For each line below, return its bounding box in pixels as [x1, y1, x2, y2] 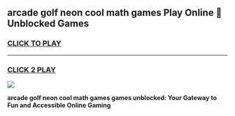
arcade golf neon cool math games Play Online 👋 [7, 7, 222, 19]
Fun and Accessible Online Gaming [7, 101, 111, 109]
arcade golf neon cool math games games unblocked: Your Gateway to [7, 93, 218, 101]
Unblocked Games [7, 18, 90, 30]
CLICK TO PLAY [7, 39, 62, 49]
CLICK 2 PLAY [7, 65, 56, 74]
